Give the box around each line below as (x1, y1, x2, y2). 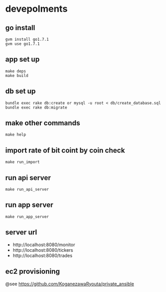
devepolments (5, 3, 68, 15)
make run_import (5, 160, 40, 165)
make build (5, 73, 29, 78)
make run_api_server (5, 187, 50, 192)
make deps (5, 68, 27, 74)
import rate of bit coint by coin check (5, 146, 125, 154)
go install (5, 23, 36, 32)
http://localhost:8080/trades (12, 252, 73, 258)
